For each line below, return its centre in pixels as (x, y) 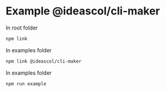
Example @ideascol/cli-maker (83, 11)
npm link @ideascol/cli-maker (44, 61)
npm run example (26, 84)
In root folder (22, 28)
